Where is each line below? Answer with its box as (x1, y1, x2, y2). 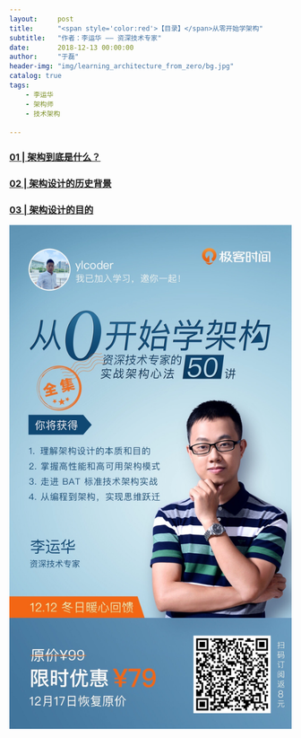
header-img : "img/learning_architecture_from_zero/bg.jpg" (9, 62, 235, 71)
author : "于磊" (9, 52, 80, 62)
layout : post (9, 14, 74, 23)
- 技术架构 (25, 109, 61, 119)
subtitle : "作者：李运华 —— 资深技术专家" (9, 33, 162, 42)
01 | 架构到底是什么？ (9, 151, 101, 163)
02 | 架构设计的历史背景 (9, 178, 112, 190)
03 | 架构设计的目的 (9, 204, 94, 216)
